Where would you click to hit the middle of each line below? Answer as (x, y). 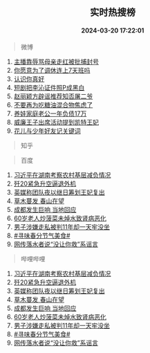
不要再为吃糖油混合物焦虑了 (53, 105)
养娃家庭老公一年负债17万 (50, 114)
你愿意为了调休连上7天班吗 (52, 70)
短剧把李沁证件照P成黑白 (49, 87)
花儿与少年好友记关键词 (47, 131)
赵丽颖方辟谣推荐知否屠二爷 (53, 96)
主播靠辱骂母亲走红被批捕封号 (56, 62)
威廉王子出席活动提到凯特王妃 (56, 122)
